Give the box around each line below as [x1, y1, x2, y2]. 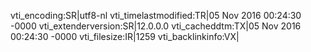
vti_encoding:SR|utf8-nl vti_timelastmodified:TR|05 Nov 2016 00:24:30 [10, 10, 302, 21]
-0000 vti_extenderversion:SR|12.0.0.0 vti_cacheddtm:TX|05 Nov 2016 [10, 20, 302, 32]
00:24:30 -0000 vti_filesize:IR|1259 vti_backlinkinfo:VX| [10, 31, 240, 42]
